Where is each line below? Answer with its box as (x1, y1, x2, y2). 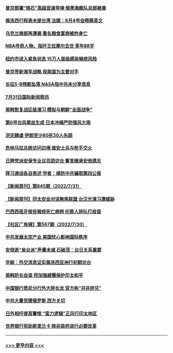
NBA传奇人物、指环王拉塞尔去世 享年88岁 (5, 43, 94, 49)
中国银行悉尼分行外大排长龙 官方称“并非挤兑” (5, 285, 102, 291)
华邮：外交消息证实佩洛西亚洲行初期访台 (5, 259, 91, 266)
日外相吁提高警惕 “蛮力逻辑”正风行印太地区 (5, 310, 97, 316)
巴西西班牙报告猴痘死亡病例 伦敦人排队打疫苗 (5, 208, 101, 215)
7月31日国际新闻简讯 (5, 94, 49, 100)
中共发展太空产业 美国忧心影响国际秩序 (5, 234, 88, 240)
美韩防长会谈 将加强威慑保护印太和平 (5, 272, 83, 278)
